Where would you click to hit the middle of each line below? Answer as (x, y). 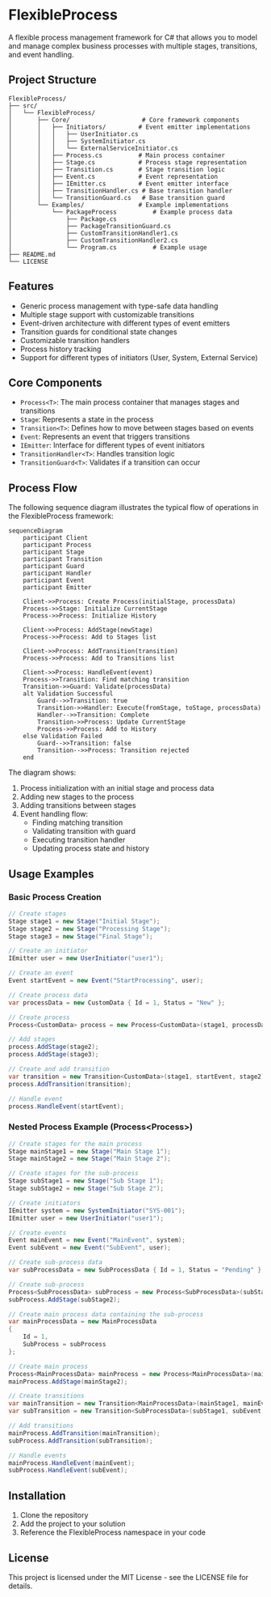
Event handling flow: (54, 814)
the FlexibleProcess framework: (61, 516)
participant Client (56, 538)
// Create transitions (46, 1396)
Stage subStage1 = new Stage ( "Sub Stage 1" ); (86, 1181)
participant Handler (57, 573)
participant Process (57, 545)
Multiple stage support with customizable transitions (107, 314)
